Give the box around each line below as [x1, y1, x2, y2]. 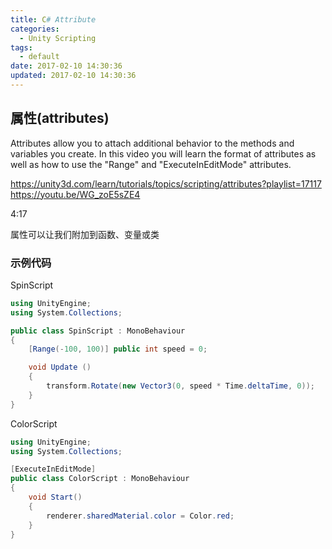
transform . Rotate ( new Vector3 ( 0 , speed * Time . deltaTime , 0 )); [46, 381, 315, 391]
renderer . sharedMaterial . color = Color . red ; [46, 511, 235, 521]
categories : [10, 24, 60, 34]
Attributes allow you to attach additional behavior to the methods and [10, 137, 295, 149]
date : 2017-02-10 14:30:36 [10, 61, 123, 71]
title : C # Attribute [10, 14, 97, 25]
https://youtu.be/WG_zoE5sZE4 [10, 188, 141, 200]
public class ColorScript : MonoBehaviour [10, 474, 190, 484]
